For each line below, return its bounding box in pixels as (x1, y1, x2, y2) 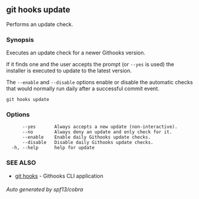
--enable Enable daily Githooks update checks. (22, 134, 151, 140)
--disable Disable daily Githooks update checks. (22, 140, 154, 146)
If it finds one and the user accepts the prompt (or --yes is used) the (6, 61, 174, 68)
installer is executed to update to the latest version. (6, 67, 132, 74)
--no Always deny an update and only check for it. (22, 129, 172, 135)
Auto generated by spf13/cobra (6, 186, 84, 193)
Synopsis (6, 35, 34, 44)
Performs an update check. (6, 20, 74, 27)
